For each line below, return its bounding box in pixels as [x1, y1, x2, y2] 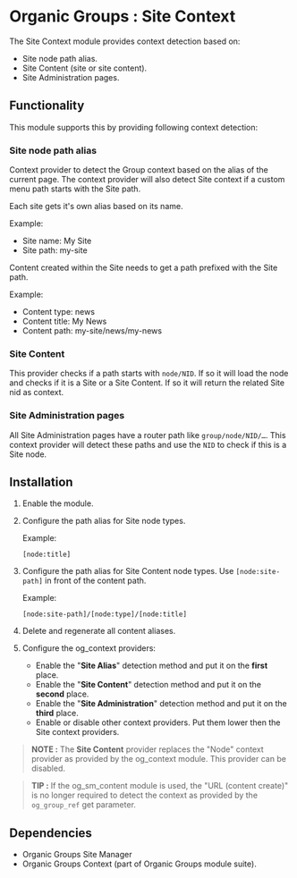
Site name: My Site [21, 235, 92, 247]
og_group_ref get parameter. [30, 799, 137, 810]
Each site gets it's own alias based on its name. [9, 201, 183, 212]
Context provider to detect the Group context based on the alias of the [9, 165, 268, 175]
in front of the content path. [44, 575, 147, 587]
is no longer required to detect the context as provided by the [30, 789, 258, 801]
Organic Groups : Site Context [9, 6, 236, 27]
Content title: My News [21, 316, 107, 327]
